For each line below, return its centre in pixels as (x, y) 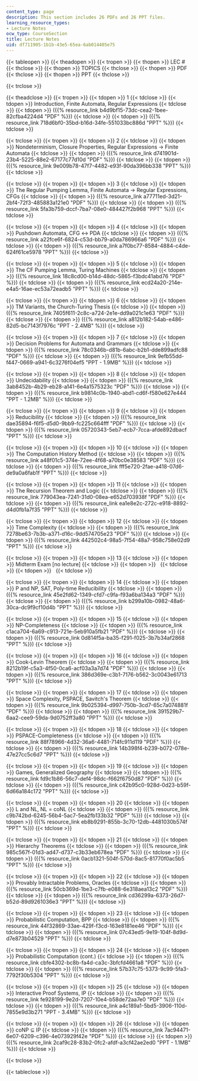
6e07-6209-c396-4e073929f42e (47, 1036)
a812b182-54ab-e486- (156, 319)
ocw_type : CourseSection (37, 34)
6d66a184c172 (24, 791)
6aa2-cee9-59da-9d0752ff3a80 (46, 718)
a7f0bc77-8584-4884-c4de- (155, 246)
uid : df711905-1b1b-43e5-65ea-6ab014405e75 (61, 45)
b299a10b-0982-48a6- (157, 601)
